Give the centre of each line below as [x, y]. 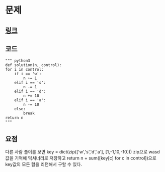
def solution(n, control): [33, 65]
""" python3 [18, 61]
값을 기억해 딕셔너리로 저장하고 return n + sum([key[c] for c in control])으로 [81, 158]
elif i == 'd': [30, 92]
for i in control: [24, 70]
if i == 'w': [28, 74]
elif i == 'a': [30, 100]
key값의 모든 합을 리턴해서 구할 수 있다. [44, 164]
